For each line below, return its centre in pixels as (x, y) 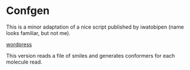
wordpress (19, 44)
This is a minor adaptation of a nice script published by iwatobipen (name (95, 27)
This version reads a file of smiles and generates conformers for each (91, 55)
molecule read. (24, 62)
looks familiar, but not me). (38, 33)
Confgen (28, 11)
